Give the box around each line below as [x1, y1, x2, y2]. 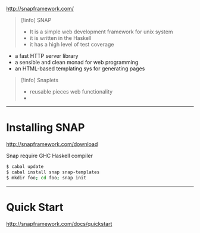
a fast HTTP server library [14, 52, 79, 59]
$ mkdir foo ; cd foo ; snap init [6, 175, 86, 181]
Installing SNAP [6, 121, 85, 135]
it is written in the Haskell [29, 35, 92, 41]
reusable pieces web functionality [29, 88, 113, 95]
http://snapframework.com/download [6, 140, 98, 148]
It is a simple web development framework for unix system [29, 28, 173, 35]
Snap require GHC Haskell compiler [6, 152, 93, 159]
